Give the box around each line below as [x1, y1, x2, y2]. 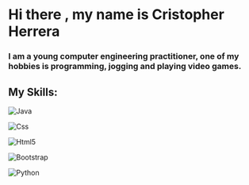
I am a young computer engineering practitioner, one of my [8, 51, 239, 62]
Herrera [8, 22, 60, 40]
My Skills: [8, 85, 58, 98]
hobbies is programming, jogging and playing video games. [8, 61, 242, 72]
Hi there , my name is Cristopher [8, 6, 224, 24]
